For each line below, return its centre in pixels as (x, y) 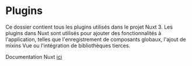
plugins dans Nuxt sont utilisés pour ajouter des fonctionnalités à (83, 33)
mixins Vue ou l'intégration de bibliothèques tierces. (68, 46)
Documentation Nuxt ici (34, 57)
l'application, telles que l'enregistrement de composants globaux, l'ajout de (96, 39)
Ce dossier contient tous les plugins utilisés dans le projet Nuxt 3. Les (89, 27)
